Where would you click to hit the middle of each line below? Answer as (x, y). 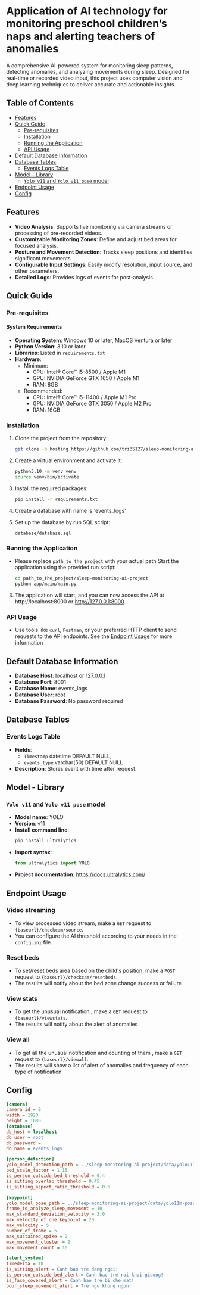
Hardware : (28, 359)
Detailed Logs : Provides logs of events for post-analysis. (85, 277)
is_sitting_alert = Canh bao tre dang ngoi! (62, 1269)
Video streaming (31, 910)
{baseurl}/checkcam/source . (49, 929)
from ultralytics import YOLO (52, 863)
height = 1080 (24, 1121)
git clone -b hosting (42, 449)
